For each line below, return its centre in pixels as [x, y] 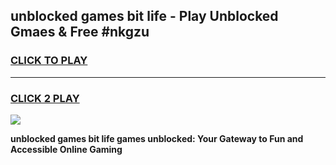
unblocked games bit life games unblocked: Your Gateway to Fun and [157, 138]
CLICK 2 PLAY [45, 98]
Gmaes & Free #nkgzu [80, 32]
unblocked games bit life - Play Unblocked [144, 16]
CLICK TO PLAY [49, 61]
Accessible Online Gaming [66, 149]
